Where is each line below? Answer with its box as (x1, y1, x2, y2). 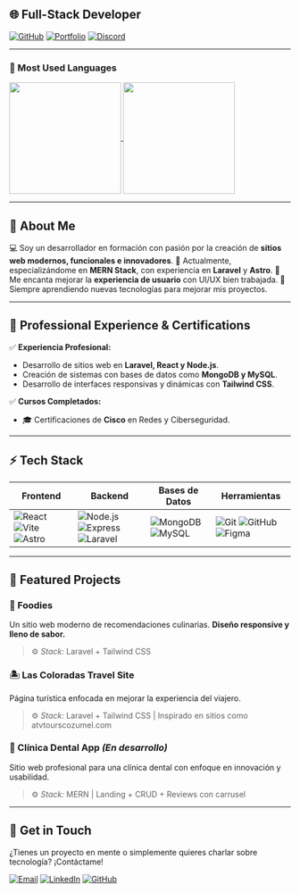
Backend (90, 489, 129, 502)
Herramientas (221, 489, 281, 502)
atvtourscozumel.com (30, 719, 112, 730)
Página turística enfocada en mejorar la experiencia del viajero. (9, 692, 241, 704)
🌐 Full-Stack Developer (9, 7, 141, 22)
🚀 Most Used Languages (9, 62, 118, 74)
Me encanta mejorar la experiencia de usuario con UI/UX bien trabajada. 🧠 (9, 274, 286, 285)
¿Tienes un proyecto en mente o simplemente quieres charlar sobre (9, 847, 258, 857)
